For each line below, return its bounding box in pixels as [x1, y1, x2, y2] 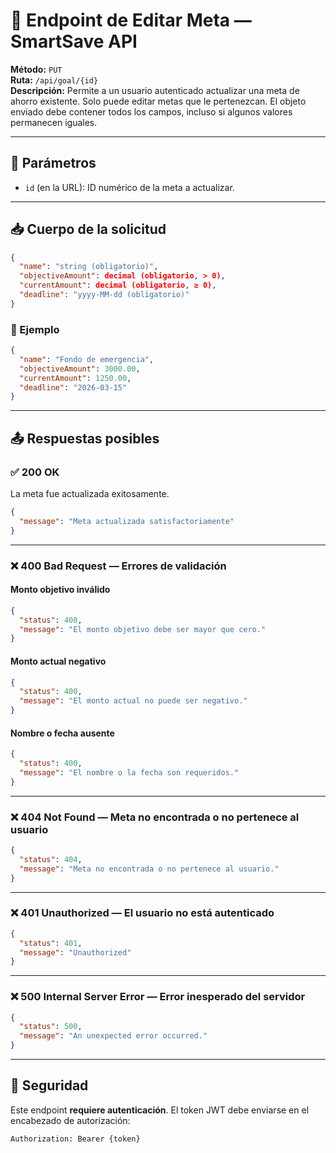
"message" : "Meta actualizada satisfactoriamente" [19, 516, 235, 526]
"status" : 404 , [19, 854, 83, 864]
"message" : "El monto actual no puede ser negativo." [19, 696, 248, 706]
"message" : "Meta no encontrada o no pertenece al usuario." [19, 864, 280, 874]
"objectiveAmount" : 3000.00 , [19, 364, 141, 374]
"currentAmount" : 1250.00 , [19, 373, 132, 383]
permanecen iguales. [10, 116, 98, 128]
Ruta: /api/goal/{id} [10, 74, 99, 86]
